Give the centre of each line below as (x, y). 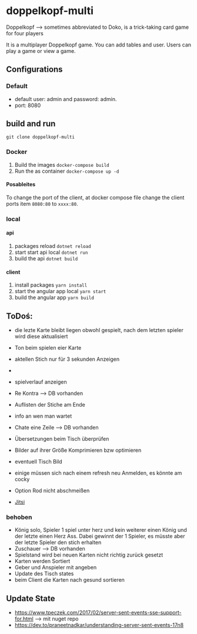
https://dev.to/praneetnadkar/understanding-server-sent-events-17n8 (99, 625)
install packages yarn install (51, 285)
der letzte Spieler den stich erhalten (58, 542)
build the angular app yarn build (54, 297)
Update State (31, 598)
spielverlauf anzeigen (41, 382)
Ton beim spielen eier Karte (48, 348)
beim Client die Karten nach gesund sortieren (70, 580)
